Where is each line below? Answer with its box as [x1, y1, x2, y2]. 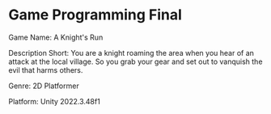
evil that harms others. [8, 65, 83, 74]
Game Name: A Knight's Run [8, 32, 104, 42]
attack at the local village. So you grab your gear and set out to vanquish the [8, 57, 263, 66]
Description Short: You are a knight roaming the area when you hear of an [8, 48, 255, 57]
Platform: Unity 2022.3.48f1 [8, 96, 101, 106]
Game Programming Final [8, 6, 182, 24]
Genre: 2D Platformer [8, 81, 79, 91]
